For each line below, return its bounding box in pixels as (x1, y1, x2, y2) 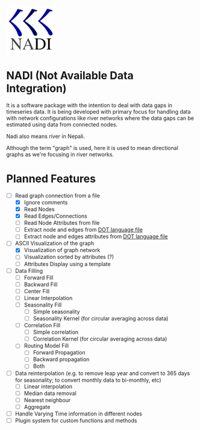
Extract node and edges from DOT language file (23, 226, 143, 233)
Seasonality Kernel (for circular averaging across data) (33, 315, 169, 322)
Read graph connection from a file (14, 192, 101, 199)
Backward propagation (33, 356, 90, 363)
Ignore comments (23, 198, 68, 206)
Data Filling (14, 267, 43, 274)
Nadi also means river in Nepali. (6, 132, 86, 140)
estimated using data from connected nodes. (6, 120, 118, 128)
